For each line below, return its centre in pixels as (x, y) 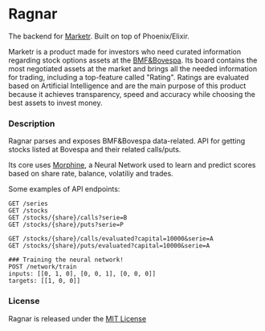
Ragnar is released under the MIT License (77, 318)
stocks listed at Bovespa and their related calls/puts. (95, 150)
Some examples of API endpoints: (64, 189)
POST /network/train (43, 267)
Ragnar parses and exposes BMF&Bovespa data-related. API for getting (127, 141)
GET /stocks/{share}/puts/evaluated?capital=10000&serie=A (109, 246)
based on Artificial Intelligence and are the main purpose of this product (127, 86)
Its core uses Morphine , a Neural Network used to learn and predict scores (132, 165)
